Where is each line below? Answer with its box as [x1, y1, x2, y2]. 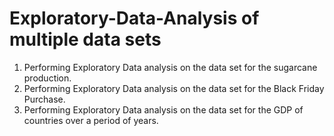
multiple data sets [9, 28, 162, 51]
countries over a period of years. [23, 114, 159, 126]
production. [23, 72, 72, 84]
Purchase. [23, 93, 66, 105]
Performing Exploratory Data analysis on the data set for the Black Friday [23, 82, 325, 94]
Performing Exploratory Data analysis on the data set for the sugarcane [23, 61, 318, 73]
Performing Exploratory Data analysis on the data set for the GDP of [23, 103, 304, 116]
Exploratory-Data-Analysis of [9, 7, 260, 30]
